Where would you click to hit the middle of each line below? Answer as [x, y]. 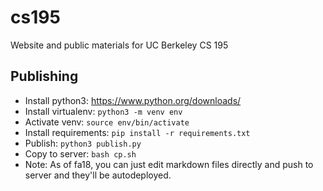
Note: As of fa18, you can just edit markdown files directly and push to [169, 164]
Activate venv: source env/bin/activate [107, 122]
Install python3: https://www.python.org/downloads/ [133, 100]
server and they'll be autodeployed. [98, 175]
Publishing [44, 76]
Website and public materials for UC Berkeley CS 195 [119, 45]
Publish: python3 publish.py [83, 143]
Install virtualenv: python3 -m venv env [103, 111]
